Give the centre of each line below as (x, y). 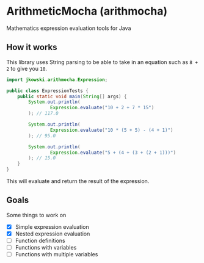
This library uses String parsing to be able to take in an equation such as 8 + (102, 62)
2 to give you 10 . (27, 68)
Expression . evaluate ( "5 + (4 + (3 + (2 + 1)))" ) (113, 153)
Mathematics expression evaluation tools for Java (69, 28)
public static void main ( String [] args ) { (72, 96)
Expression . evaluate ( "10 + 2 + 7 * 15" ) (102, 108)
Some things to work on (36, 215)
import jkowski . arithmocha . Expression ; (57, 80)
